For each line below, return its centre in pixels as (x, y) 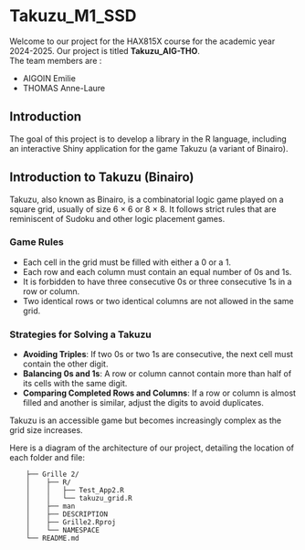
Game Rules (37, 242)
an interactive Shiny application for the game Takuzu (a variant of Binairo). (149, 148)
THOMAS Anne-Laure (64, 88)
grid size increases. (47, 430)
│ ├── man (51, 507)
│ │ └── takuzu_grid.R (79, 499)
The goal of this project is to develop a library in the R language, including (148, 139)
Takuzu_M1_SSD (73, 16)
